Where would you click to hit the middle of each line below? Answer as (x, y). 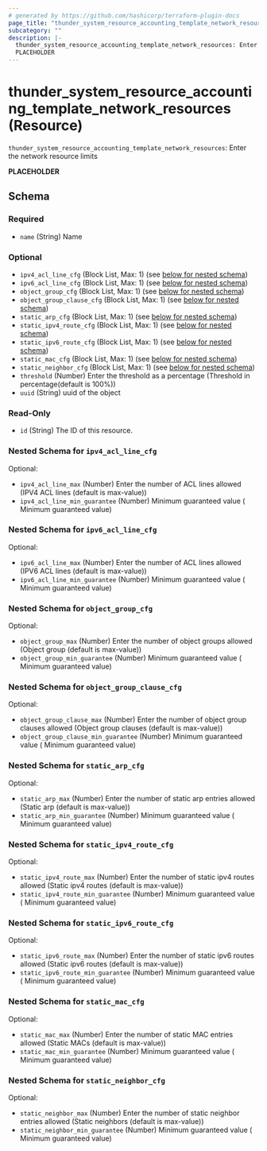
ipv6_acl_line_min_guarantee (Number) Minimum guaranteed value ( (132, 579)
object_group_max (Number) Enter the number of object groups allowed (136, 641)
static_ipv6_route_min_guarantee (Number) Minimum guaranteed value (137, 973)
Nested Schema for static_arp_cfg (76, 765)
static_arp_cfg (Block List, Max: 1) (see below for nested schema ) (128, 316)
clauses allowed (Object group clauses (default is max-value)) (121, 728)
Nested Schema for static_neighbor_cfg (87, 1080)
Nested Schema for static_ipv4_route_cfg (91, 844)
